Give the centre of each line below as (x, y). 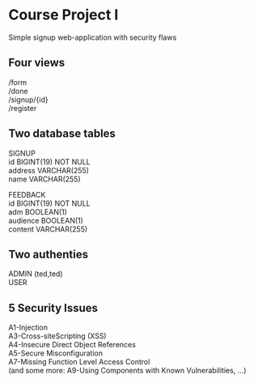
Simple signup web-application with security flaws (93, 37)
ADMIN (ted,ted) (36, 274)
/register (23, 108)
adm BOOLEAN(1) (38, 211)
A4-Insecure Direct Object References (72, 345)
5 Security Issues (53, 308)
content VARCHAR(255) (48, 229)
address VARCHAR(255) (49, 170)
